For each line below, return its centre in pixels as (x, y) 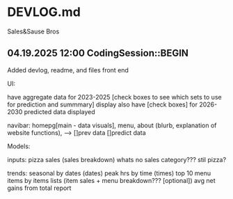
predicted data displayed (59, 111)
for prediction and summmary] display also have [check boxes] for (103, 104)
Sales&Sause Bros (33, 31)
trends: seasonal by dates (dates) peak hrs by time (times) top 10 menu (109, 173)
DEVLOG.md (44, 12)
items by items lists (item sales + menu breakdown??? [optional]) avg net (111, 180)
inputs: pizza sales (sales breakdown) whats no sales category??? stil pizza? (117, 159)
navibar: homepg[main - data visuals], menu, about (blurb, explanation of (112, 125)
